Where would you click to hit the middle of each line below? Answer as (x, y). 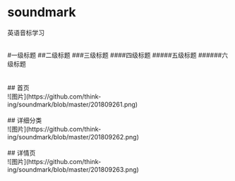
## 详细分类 (25, 120)
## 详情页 (22, 153)
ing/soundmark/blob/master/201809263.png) (73, 169)
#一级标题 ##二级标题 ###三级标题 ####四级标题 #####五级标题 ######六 (117, 55)
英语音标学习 (26, 32)
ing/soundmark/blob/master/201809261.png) (73, 104)
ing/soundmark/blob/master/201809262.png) (73, 137)
